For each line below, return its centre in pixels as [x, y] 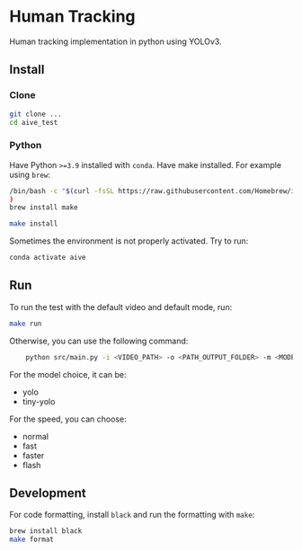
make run [26, 324]
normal [36, 436]
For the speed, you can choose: [68, 419]
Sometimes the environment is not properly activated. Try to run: [129, 241]
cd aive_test [34, 122]
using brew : [30, 174]
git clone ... [36, 114]
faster [33, 455]
